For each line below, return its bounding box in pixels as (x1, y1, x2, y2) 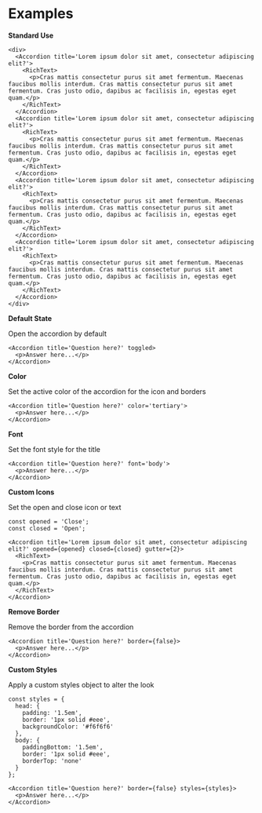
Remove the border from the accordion (8, 622, 134, 632)
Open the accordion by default (8, 329, 107, 338)
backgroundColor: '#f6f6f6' (22, 723, 114, 731)
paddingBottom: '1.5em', (22, 743, 104, 751)
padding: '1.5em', (22, 709, 82, 716)
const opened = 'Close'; (8, 517, 89, 526)
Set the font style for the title (8, 444, 100, 454)
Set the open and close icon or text (8, 502, 122, 512)
